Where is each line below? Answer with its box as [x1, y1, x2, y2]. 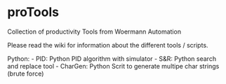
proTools [7, 4, 60, 20]
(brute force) [7, 69, 44, 78]
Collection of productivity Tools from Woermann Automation [7, 27, 181, 36]
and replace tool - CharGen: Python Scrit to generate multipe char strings [7, 62, 220, 70]
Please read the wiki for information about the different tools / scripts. [7, 41, 208, 49]
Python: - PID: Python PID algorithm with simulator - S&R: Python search [7, 54, 216, 63]
